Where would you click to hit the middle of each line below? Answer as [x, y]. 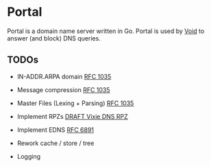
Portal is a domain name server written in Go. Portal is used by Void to [106, 31]
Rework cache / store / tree [55, 143]
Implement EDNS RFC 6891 [55, 130]
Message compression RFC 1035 [64, 89]
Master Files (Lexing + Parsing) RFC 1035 [75, 103]
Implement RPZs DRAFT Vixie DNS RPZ [72, 116]
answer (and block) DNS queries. [54, 38]
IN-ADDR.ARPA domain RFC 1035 [64, 76]
